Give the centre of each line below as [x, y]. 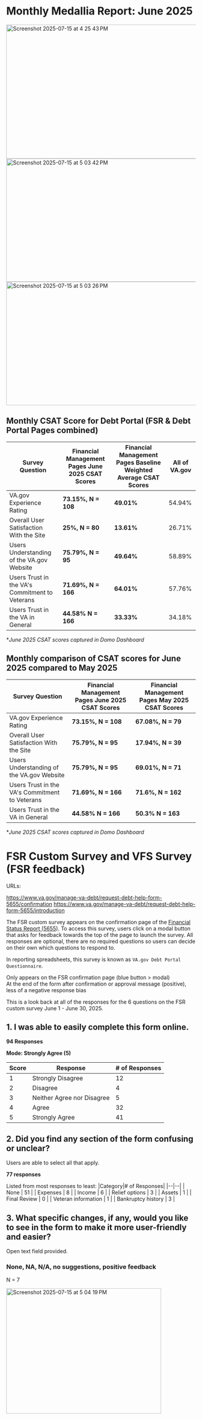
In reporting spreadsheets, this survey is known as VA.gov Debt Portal [94, 959]
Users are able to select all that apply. [53, 1163]
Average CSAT [138, 477]
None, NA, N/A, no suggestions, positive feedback [81, 1266]
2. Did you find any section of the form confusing [100, 1139]
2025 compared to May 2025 [62, 668]
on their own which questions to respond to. [61, 948]
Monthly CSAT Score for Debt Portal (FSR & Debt [99, 421]
